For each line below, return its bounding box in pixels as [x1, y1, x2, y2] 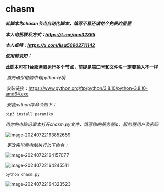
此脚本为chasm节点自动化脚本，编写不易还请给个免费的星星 [5, 20, 132, 26]
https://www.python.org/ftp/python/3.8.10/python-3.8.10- [28, 85, 148, 91]
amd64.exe [5, 91, 29, 97]
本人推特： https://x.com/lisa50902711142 [5, 42, 95, 48]
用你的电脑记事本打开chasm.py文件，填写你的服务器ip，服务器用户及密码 [5, 121, 159, 127]
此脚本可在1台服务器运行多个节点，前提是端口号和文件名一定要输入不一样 [5, 63, 159, 70]
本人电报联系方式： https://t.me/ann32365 [5, 31, 96, 37]
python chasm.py [5, 172, 40, 177]
